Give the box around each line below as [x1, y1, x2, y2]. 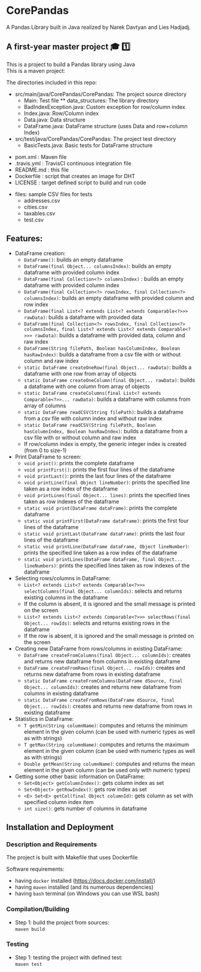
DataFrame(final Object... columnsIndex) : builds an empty [23, 262, 172, 270]
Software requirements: [6, 865, 65, 873]
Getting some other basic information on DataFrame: [14, 773, 145, 780]
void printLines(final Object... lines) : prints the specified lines [23, 491, 190, 498]
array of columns [23, 401, 67, 409]
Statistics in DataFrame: [14, 715, 74, 722]
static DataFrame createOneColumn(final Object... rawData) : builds [23, 376, 196, 383]
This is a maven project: [6, 67, 65, 74]
